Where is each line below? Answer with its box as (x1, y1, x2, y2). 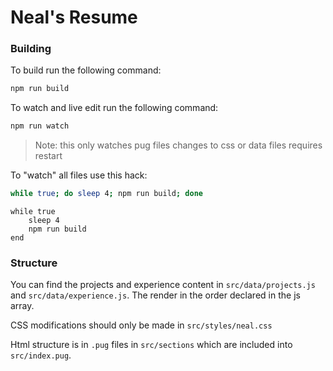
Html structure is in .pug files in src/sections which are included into (10, 339, 293, 351)
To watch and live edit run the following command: (10, 102, 219, 114)
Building (10, 42, 52, 56)
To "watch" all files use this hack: (10, 169, 148, 181)
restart (34, 150, 63, 162)
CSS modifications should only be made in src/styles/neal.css (10, 319, 273, 331)
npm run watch (10, 121, 70, 131)
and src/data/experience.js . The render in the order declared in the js (10, 289, 301, 301)
